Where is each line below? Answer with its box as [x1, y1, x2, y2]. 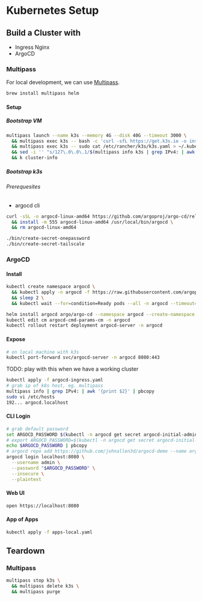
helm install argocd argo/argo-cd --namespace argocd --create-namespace [6, 311, 195, 317]
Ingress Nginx [14, 43, 50, 51]
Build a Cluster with [6, 28, 81, 38]
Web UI [6, 489, 25, 497]
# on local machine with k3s [6, 349, 79, 355]
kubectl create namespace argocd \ [6, 284, 96, 290]
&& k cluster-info [11, 155, 58, 161]
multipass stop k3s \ [6, 577, 61, 584]
